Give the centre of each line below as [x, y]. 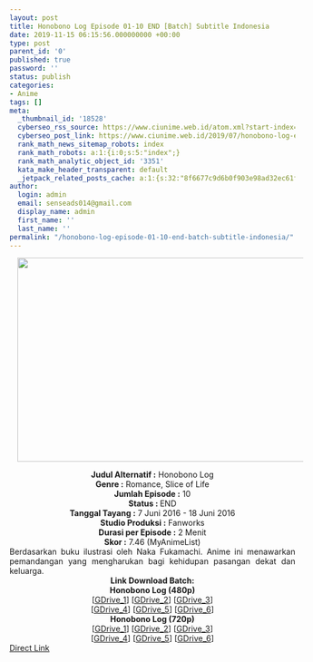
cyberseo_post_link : [56, 136]
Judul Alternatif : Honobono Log [152, 475]
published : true [40, 60]
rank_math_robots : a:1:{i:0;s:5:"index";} [99, 152]
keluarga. [27, 571]
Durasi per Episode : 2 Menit [152, 532]
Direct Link [29, 648]
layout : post [34, 18]
